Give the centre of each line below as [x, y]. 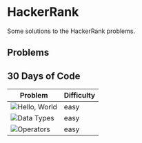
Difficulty [79, 96]
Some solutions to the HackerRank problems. [71, 31]
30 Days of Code [44, 76]
